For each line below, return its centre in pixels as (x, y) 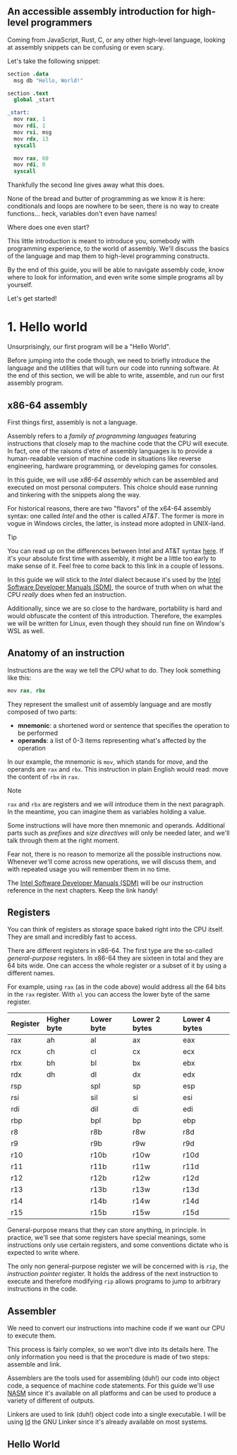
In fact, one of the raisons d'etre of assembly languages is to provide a (110, 451)
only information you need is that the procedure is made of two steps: (109, 1357)
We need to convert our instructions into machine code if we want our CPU (116, 1328)
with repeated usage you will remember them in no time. (89, 869)
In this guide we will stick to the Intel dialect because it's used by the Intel (114, 579)
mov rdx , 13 (31, 139)
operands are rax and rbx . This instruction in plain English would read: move (118, 769)
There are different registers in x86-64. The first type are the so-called (110, 951)
